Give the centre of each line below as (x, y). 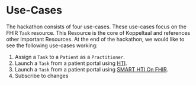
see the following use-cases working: (52, 45)
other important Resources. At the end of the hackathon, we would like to (95, 39)
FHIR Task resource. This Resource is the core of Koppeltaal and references (98, 32)
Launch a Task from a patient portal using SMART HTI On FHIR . (91, 69)
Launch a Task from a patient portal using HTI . (71, 63)
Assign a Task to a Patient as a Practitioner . (70, 57)
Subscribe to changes (41, 76)
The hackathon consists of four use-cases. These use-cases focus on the (97, 27)
